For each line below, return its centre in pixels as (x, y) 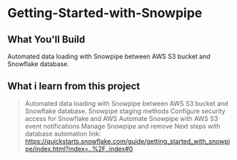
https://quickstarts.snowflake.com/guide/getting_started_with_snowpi (127, 141)
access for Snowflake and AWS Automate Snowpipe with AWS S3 (121, 118)
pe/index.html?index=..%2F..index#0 (79, 149)
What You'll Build (46, 39)
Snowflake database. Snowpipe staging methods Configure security (125, 111)
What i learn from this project (74, 86)
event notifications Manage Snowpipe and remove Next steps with (122, 126)
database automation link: (63, 134)
